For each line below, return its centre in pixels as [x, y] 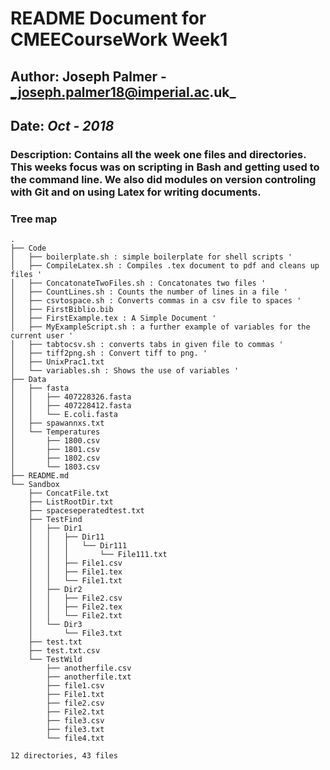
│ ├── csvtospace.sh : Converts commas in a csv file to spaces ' [156, 301]
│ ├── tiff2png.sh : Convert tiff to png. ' [109, 353]
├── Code [28, 248]
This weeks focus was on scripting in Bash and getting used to [165, 167]
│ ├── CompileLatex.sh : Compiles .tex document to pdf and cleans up [165, 266]
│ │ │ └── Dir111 [78, 546]
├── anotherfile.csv [89, 668]
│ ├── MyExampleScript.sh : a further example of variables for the [160, 327]
